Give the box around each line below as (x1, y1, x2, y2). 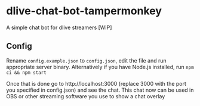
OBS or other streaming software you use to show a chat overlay (6, 92, 165, 99)
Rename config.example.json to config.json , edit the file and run (6, 57, 167, 64)
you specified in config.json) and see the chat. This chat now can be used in (6, 86, 194, 93)
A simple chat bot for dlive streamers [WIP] (6, 24, 112, 31)
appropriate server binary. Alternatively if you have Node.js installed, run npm (6, 63, 194, 70)
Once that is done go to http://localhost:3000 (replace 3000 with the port (6, 80, 187, 87)
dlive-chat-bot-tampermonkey (6, 4, 162, 18)
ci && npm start (6, 70, 47, 76)
